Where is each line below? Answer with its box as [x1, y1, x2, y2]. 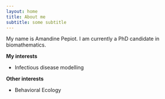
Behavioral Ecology [14, 87, 61, 94]
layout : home [6, 8, 38, 15]
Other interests [6, 75, 44, 82]
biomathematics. [6, 41, 47, 48]
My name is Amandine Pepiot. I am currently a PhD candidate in [6, 36, 160, 43]
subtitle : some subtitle [6, 19, 67, 25]
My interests [6, 53, 38, 60]
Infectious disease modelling [14, 64, 84, 71]
